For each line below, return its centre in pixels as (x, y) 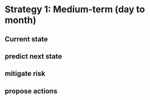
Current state (26, 39)
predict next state (33, 56)
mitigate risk (25, 74)
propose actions (31, 91)
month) (21, 20)
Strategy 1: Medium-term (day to (75, 9)
